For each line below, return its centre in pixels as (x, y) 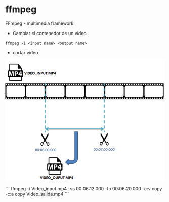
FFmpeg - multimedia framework (39, 23)
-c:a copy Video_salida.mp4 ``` (37, 194)
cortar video (25, 52)
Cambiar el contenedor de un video (50, 33)
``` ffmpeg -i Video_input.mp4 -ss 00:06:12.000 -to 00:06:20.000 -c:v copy (84, 189)
